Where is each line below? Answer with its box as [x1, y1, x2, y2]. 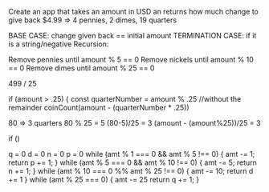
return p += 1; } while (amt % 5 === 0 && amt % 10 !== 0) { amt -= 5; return [8, 158, 257, 167]
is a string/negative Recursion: [8, 39, 109, 49]
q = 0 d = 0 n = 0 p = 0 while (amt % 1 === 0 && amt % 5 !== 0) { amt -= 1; [8, 150, 255, 158]
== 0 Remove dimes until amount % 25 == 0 [8, 63, 155, 73]
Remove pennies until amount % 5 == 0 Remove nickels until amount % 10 [8, 55, 255, 64]
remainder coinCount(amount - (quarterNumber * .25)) [8, 103, 190, 112]
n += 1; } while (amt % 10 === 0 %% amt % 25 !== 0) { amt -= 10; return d [8, 166, 254, 175]
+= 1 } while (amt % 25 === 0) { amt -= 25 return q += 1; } [8, 175, 199, 184]
